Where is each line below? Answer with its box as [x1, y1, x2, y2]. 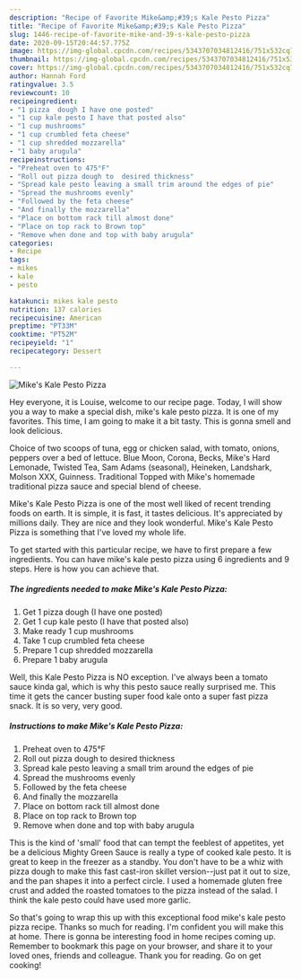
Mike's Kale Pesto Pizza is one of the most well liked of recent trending [9, 498, 271, 508]
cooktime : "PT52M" [9, 330, 78, 340]
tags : [9, 255, 30, 265]
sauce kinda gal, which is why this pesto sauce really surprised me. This [9, 681, 276, 692]
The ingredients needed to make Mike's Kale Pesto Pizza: [9, 584, 228, 595]
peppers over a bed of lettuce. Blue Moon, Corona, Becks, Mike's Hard [9, 452, 271, 463]
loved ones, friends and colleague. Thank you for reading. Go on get [9, 949, 262, 961]
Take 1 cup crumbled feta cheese [21, 635, 145, 646]
